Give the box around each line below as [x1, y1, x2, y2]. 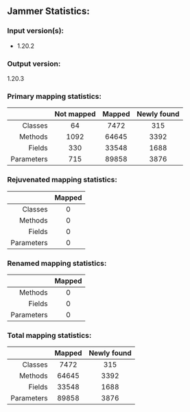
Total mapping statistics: [7, 330, 92, 340]
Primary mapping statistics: [7, 91, 102, 101]
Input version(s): [7, 26, 64, 36]
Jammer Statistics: [7, 5, 91, 17]
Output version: [7, 58, 61, 68]
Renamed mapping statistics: [7, 258, 107, 268]
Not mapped [54, 109, 96, 119]
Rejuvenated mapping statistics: [7, 175, 118, 185]
